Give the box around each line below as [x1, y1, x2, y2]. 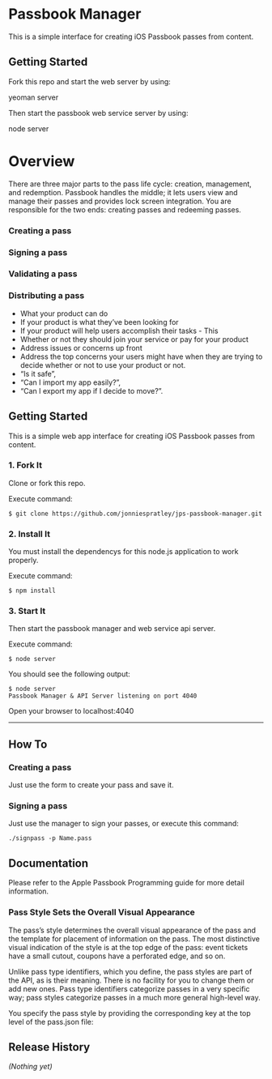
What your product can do [19, 309, 108, 318]
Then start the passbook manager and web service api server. [8, 624, 216, 633]
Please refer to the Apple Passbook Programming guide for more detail [8, 878, 244, 888]
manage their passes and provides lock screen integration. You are [8, 196, 232, 206]
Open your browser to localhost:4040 [8, 706, 134, 716]
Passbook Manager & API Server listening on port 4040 [8, 692, 198, 701]
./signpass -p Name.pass [8, 834, 92, 842]
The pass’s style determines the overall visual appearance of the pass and [8, 925, 257, 935]
